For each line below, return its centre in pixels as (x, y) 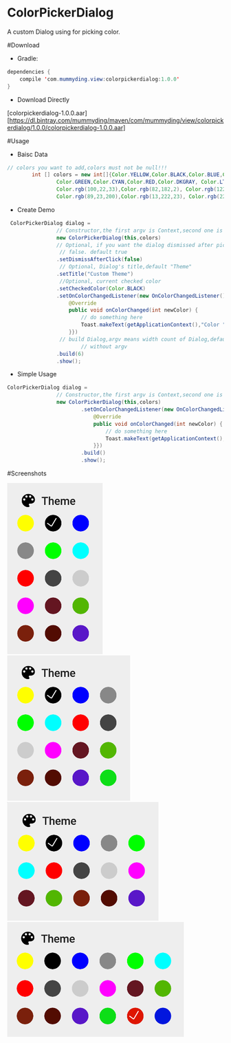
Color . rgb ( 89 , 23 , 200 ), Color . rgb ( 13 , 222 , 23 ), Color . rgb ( (138, 197)
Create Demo (36, 209)
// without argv (104, 346)
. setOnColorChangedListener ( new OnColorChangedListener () (141, 296)
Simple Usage (37, 374)
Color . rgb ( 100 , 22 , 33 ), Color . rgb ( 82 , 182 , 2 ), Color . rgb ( (136, 190)
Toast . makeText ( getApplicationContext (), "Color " (153, 325)
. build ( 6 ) (70, 354)
